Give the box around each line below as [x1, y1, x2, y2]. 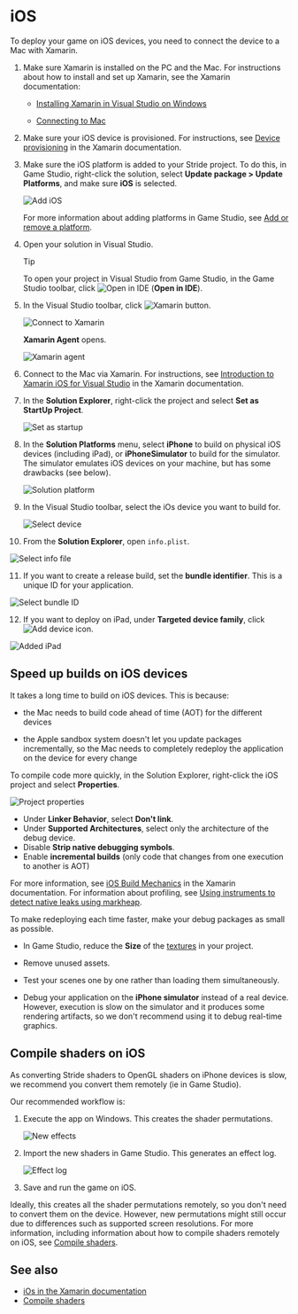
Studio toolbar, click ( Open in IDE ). [22, 282, 202, 293]
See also [10, 1262, 58, 1278]
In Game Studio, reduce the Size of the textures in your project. [22, 940, 255, 950]
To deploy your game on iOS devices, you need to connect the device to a [10, 35, 280, 46]
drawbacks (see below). [22, 467, 111, 478]
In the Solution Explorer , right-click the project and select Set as [22, 395, 259, 405]
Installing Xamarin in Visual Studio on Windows [35, 98, 207, 108]
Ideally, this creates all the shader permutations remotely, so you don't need [10, 1199, 287, 1209]
